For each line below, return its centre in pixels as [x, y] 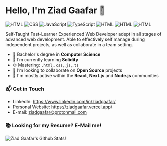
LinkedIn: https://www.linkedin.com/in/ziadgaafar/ [64, 102]
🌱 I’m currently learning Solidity [45, 59]
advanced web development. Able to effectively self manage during [75, 39]
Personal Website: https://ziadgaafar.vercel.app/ [62, 107]
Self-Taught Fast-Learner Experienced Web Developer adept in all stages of [83, 34]
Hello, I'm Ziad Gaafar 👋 [55, 10]
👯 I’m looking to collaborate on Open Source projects [67, 70]
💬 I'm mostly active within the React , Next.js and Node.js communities [86, 75]
